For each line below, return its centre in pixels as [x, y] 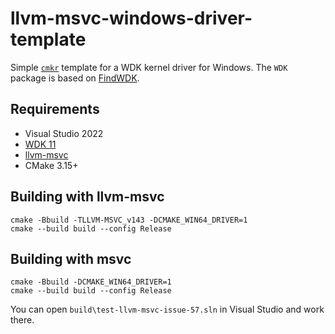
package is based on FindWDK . [75, 78]
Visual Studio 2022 [64, 133]
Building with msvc [71, 258]
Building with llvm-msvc [87, 197]
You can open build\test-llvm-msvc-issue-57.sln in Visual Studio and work [167, 309]
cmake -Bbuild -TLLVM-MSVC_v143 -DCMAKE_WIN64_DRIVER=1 [129, 220]
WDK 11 [40, 144]
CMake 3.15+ [51, 165]
